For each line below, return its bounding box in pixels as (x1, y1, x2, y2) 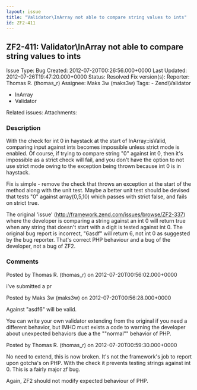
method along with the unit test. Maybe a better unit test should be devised (6, 187, 190, 194)
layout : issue (6, 8, 42, 15)
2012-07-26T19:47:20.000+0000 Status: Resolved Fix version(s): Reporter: (6, 73, 190, 80)
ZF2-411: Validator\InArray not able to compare (6, 42, 184, 52)
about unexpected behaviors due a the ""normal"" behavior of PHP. (6, 330, 171, 337)
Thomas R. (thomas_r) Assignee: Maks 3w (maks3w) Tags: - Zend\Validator (6, 80, 191, 87)
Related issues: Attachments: (6, 109, 77, 116)
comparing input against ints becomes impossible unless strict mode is (6, 143, 180, 151)
